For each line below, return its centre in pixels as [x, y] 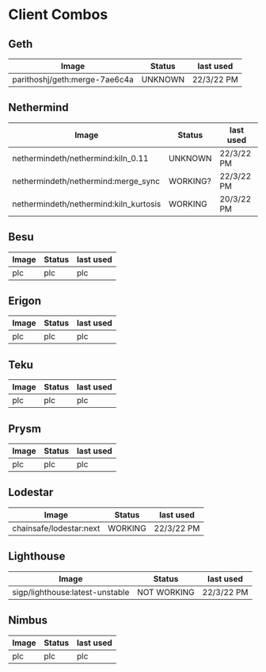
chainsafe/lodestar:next [56, 528]
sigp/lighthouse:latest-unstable [71, 592]
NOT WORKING [166, 592]
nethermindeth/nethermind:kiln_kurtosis [87, 204]
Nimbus [28, 620]
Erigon [25, 301]
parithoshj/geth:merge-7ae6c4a [73, 79]
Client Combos [58, 15]
